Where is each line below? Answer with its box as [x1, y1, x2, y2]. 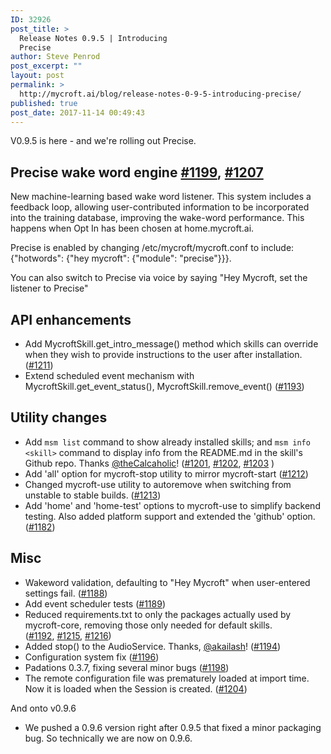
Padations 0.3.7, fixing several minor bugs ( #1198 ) [24, 661, 230, 673]
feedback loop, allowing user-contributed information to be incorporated [10, 201, 310, 213]
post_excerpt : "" [10, 61, 83, 71]
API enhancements [10, 311, 132, 328]
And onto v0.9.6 [10, 702, 77, 714]
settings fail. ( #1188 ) [24, 587, 108, 599]
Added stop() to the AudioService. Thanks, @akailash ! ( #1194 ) [24, 640, 282, 652]
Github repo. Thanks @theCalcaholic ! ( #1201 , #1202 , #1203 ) [24, 457, 275, 469]
